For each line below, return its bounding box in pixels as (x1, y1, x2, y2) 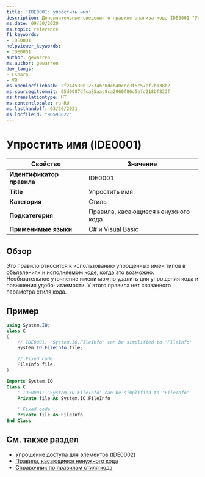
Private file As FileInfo (17, 412, 84, 418)
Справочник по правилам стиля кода (15, 464, 113, 471)
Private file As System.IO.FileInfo (17, 395, 111, 401)
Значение (127, 160, 157, 168)
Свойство (31, 160, 61, 168)
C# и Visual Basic (88, 225, 139, 234)
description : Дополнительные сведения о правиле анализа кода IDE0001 (6, 15, 190, 21)
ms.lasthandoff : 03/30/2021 (6, 105, 78, 112)
